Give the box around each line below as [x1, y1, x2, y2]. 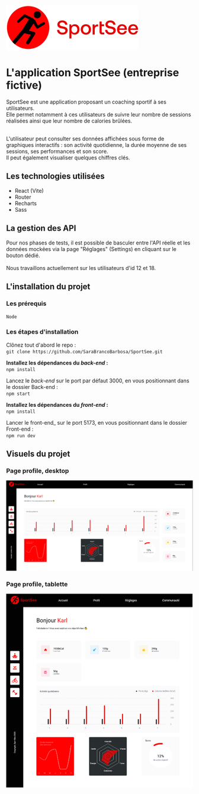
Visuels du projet [6, 448, 70, 459]
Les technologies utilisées [6, 171, 105, 181]
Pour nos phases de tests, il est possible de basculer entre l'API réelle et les [6, 239, 191, 246]
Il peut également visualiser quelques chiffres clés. [6, 154, 130, 161]
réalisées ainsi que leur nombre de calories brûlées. [6, 117, 132, 124]
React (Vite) [14, 187, 44, 194]
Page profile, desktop [6, 466, 69, 475]
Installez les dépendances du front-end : [6, 401, 108, 408]
